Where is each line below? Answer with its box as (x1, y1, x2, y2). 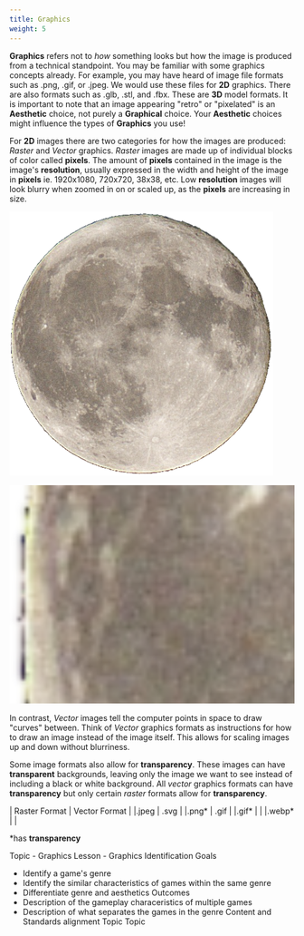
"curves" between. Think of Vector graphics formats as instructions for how (9, 722, 292, 734)
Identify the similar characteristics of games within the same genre (22, 878, 271, 889)
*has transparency (9, 833, 81, 843)
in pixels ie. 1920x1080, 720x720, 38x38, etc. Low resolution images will (9, 173, 282, 185)
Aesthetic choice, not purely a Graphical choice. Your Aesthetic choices (9, 108, 282, 119)
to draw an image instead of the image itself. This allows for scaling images (9, 732, 290, 743)
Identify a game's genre (22, 868, 111, 879)
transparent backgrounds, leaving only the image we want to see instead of (9, 769, 293, 780)
